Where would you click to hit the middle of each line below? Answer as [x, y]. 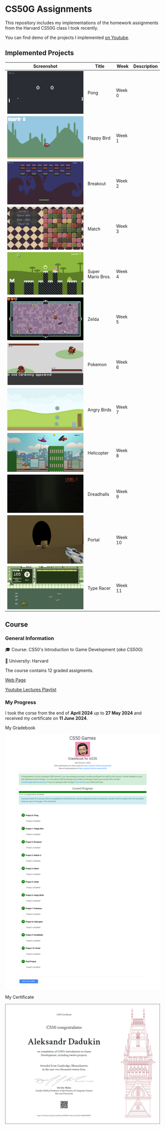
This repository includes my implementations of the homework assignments [82, 23]
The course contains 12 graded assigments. [49, 670]
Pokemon [97, 365]
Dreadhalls [98, 494]
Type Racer [99, 588]
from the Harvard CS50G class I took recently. [52, 28]
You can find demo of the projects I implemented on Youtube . [67, 37]
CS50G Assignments [49, 9]
